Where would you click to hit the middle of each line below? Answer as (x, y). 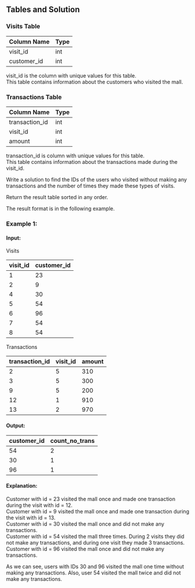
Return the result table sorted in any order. (57, 197)
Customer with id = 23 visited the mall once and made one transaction (91, 499)
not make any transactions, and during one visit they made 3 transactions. (95, 542)
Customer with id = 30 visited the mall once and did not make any (85, 524)
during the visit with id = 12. (39, 505)
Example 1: (22, 224)
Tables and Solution (43, 10)
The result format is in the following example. (61, 209)
